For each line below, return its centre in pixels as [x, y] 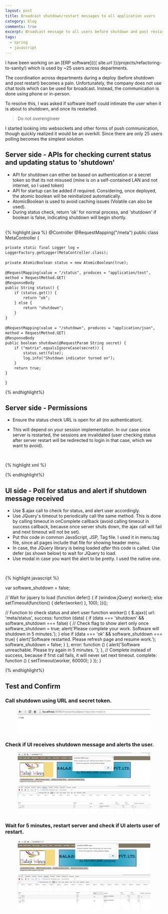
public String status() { [32, 288]
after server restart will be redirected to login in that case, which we [82, 440]
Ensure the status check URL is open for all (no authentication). [77, 420]
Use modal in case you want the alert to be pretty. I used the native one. [86, 559]
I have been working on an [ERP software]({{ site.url [59, 62]
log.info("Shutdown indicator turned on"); [69, 358]
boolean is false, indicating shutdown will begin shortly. [69, 217]
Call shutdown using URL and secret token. [58, 701]
